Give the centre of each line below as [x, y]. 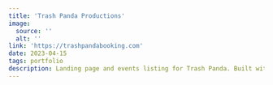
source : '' [34, 31]
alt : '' [29, 38]
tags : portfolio [36, 62]
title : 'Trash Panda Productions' [67, 16]
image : [19, 23]
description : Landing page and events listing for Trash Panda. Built [130, 69]
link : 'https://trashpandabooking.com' [76, 46]
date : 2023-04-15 [38, 53]
